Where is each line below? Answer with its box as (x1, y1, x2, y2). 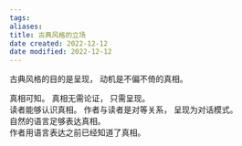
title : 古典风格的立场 (9, 30, 87, 39)
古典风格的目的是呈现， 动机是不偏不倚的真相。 (9, 74, 188, 85)
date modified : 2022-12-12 (9, 47, 112, 57)
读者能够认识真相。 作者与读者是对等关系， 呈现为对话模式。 (9, 104, 238, 115)
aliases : (9, 22, 43, 31)
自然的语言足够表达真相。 (9, 116, 106, 127)
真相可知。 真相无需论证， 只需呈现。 (9, 93, 151, 104)
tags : (9, 13, 30, 23)
